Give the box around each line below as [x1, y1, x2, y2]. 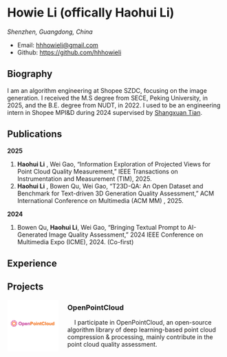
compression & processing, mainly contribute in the [67, 333, 213, 341]
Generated [17, 230, 48, 239]
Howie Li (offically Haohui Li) [7, 5, 175, 21]
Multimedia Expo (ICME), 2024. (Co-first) [17, 237, 134, 246]
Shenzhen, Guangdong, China [7, 28, 93, 36]
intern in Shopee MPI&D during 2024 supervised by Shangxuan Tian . [7, 108, 203, 116]
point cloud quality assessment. [67, 340, 158, 349]
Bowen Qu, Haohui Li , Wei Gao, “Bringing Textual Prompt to [17, 223, 186, 231]
